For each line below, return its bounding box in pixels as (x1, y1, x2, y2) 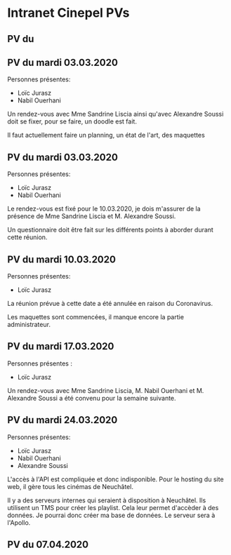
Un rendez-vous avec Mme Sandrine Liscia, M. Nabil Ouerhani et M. (7, 386, 204, 394)
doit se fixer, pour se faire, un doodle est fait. (7, 117, 137, 126)
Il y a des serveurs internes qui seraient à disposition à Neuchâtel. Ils (7, 496, 206, 504)
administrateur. (7, 321, 51, 329)
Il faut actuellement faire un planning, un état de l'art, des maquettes (7, 131, 205, 140)
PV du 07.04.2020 (7, 539, 89, 551)
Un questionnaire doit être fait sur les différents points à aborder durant (7, 226, 214, 234)
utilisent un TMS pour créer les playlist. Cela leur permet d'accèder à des (7, 503, 219, 511)
